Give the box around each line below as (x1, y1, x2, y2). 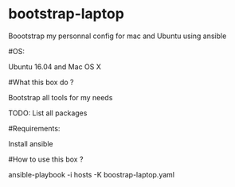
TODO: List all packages (8, 108, 88, 118)
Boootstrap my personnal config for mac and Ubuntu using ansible (8, 31, 227, 41)
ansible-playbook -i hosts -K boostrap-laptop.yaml (8, 169, 175, 179)
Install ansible (8, 138, 53, 148)
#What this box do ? (8, 77, 74, 87)
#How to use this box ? (8, 154, 84, 164)
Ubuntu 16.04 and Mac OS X (8, 61, 101, 72)
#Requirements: (8, 123, 61, 133)
